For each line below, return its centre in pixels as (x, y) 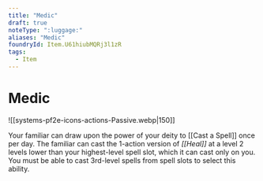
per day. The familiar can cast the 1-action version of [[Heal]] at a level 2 (126, 143)
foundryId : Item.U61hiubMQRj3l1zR (65, 45)
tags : (17, 52)
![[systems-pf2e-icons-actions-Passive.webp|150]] (92, 120)
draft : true (28, 23)
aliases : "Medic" (37, 37)
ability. (19, 168)
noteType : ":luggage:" (45, 30)
